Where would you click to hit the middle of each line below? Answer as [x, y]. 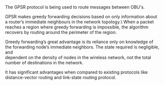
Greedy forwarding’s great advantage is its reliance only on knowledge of [79, 42]
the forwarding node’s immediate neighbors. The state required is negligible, [82, 47]
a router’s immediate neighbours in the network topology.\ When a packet [80, 22]
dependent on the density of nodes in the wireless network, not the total [78, 57]
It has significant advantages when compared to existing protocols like [77, 72]
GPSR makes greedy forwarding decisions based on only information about [81, 16]
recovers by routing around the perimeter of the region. [61, 32]
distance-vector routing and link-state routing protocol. [61, 77]
